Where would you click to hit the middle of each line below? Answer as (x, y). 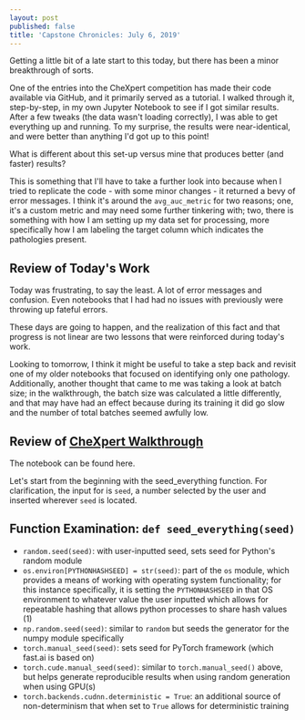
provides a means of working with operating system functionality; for (152, 580)
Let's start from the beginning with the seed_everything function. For (138, 481)
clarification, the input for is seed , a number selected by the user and (138, 490)
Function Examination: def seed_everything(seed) (152, 529)
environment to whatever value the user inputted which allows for (145, 599)
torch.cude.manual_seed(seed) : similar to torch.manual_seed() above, (153, 667)
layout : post (34, 18)
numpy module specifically (73, 638)
